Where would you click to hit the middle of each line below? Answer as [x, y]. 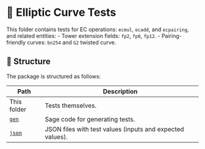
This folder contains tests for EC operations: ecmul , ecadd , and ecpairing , [98, 29]
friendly [16, 42]
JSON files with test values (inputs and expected [114, 129]
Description [120, 91]
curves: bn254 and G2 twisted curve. [72, 42]
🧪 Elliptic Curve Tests [61, 13]
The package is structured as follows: [54, 76]
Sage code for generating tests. [90, 119]
